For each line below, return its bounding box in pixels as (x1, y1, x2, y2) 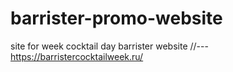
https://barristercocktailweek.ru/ (10, 50, 144, 62)
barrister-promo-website (10, 7, 223, 30)
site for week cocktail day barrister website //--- (10, 40, 209, 52)
